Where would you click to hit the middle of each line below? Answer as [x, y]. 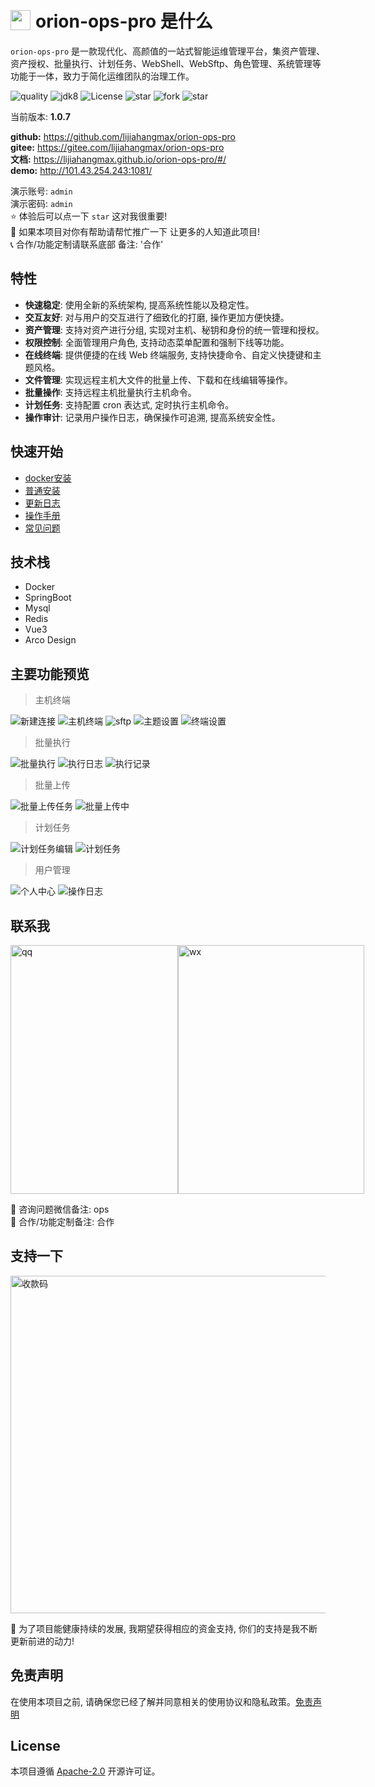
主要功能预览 [50, 673]
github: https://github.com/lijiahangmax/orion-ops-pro [123, 136]
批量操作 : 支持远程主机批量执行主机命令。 [110, 392]
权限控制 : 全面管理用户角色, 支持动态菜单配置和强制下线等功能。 [157, 342]
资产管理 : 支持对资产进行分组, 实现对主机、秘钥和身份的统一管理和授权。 [174, 329]
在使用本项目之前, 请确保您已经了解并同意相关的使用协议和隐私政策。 [153, 1701]
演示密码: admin [41, 203]
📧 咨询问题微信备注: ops [60, 1209]
